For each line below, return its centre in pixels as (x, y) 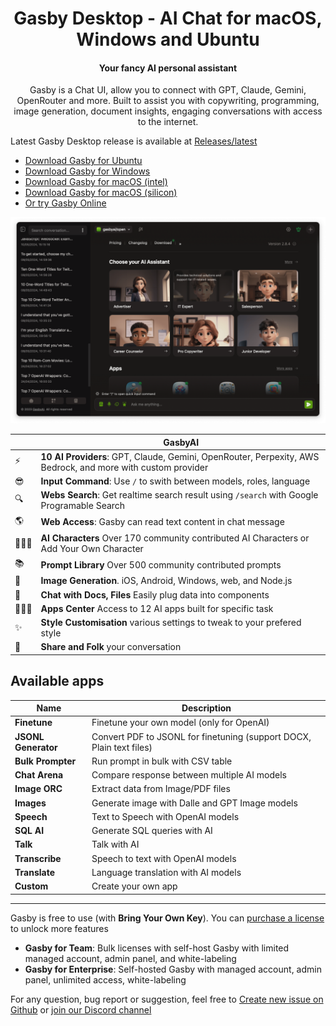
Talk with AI (115, 844)
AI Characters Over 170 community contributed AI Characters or (175, 538)
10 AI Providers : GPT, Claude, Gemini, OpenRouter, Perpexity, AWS (180, 456)
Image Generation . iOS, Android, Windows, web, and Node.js (166, 581)
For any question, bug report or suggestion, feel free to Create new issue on (167, 999)
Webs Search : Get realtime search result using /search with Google (179, 495)
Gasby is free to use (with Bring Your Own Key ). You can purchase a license (167, 918)
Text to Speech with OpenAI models (165, 816)
